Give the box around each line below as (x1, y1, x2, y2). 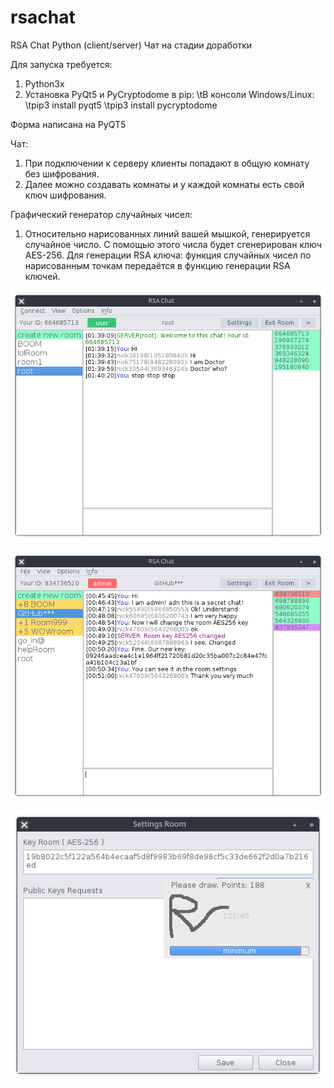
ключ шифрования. (24, 189, 107, 201)
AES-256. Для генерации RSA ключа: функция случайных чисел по (24, 249, 312, 261)
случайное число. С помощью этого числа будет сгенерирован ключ (24, 238, 322, 250)
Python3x (24, 77, 65, 90)
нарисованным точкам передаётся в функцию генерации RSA (24, 259, 291, 271)
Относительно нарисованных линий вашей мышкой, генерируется (24, 227, 311, 240)
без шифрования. (24, 167, 100, 180)
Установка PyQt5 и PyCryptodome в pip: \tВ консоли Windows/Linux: (24, 88, 315, 100)
